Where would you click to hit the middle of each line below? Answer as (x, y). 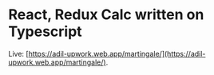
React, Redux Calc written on (106, 15)
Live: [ (19, 53)
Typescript (45, 32)
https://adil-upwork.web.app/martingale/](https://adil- (117, 53)
